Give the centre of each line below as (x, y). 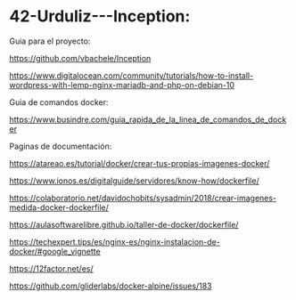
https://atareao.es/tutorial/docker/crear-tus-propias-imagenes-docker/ (140, 163)
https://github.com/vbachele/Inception (80, 58)
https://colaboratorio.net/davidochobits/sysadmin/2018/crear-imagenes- (143, 198)
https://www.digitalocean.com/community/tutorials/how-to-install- (132, 75)
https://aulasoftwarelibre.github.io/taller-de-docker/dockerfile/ (124, 224)
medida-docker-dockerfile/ (59, 207)
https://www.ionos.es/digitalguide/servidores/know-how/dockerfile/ (135, 181)
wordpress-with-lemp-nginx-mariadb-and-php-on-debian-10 (122, 85)
